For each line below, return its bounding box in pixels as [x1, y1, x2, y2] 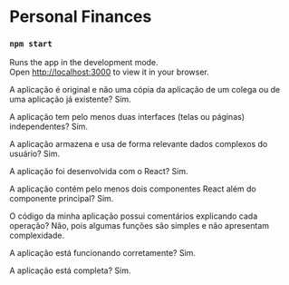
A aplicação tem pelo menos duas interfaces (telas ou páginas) [9, 112, 246, 123]
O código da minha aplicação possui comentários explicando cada [9, 211, 258, 221]
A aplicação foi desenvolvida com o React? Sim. [9, 166, 188, 177]
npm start [9, 39, 53, 49]
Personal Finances [9, 6, 152, 27]
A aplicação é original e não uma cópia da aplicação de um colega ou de [9, 84, 281, 95]
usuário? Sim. [9, 148, 61, 160]
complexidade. [9, 230, 65, 241]
